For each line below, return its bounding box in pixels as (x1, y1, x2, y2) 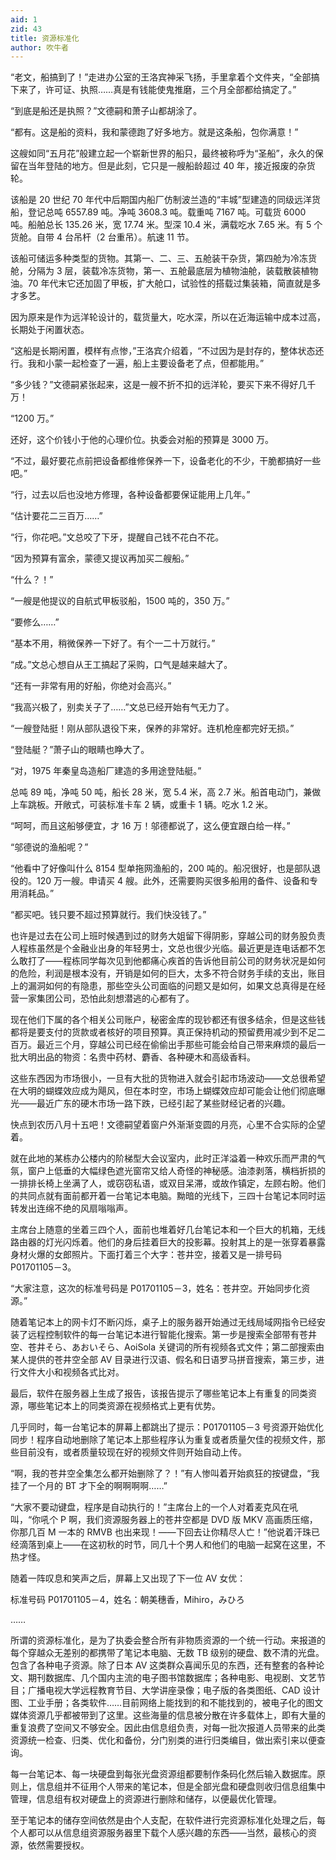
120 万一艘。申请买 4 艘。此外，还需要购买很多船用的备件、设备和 (36, 875, 310, 887)
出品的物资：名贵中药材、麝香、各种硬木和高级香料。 (36, 1051, 256, 1063)
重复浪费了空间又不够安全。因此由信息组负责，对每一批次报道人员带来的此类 (10, 1722, 326, 1734)
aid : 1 (10, 14, 38, 25)
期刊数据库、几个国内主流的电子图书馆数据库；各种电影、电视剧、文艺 (27, 1672, 317, 1684)
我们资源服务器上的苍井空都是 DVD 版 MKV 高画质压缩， (85, 1514, 318, 1526)
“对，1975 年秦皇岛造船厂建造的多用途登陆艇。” (10, 765, 202, 777)
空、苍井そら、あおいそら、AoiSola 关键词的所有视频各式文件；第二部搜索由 (10, 1341, 325, 1353)
